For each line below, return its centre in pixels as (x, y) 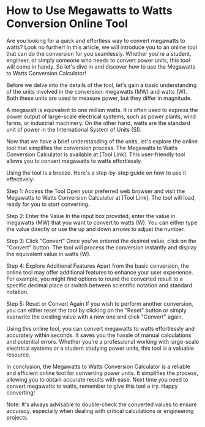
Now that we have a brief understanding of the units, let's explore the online (102, 141)
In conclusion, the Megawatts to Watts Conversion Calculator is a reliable (99, 366)
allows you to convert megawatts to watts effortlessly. (74, 161)
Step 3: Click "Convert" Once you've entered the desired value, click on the (102, 241)
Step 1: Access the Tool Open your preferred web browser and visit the (96, 191)
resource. (18, 354)
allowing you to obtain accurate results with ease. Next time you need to (97, 379)
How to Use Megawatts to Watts (89, 11)
